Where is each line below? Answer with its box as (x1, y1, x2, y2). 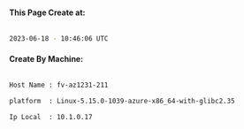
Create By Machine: (9, 53, 84, 64)
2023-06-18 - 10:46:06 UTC (9, 34, 109, 43)
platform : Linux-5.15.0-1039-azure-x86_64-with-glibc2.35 (9, 97, 236, 106)
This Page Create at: (9, 7, 86, 18)
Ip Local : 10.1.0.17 (9, 113, 93, 122)
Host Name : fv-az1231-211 (9, 80, 109, 90)
